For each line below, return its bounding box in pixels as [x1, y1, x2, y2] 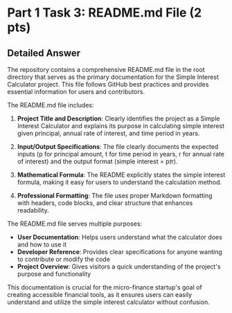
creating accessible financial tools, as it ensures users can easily [7, 291, 193, 298]
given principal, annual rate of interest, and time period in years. [17, 129, 200, 137]
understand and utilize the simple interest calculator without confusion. [7, 298, 210, 306]
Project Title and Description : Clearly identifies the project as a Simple [17, 114, 220, 123]
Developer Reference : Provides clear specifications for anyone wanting [17, 248, 223, 256]
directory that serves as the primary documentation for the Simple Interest [7, 73, 220, 81]
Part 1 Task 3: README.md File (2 [7, 5, 202, 21]
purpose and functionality [17, 270, 91, 278]
